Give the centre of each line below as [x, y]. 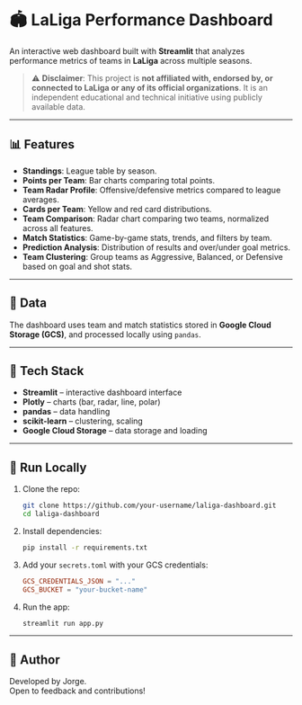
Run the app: [46, 607]
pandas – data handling [66, 412]
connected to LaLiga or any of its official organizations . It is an [149, 87]
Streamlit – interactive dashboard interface [102, 393]
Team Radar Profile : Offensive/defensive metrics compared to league [151, 190]
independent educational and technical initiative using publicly [147, 97]
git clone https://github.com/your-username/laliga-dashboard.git [149, 506]
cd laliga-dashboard [61, 514]
